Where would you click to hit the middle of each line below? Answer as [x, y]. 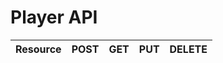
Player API [54, 17]
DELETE [188, 49]
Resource [38, 49]
